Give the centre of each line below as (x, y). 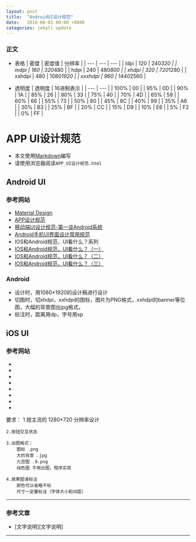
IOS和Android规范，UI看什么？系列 (57, 242)
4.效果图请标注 (22, 479)
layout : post (22, 11)
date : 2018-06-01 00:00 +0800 (45, 22)
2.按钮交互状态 (22, 432)
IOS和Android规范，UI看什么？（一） (59, 249)
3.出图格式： (20, 443)
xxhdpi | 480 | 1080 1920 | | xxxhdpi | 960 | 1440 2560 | (80, 76)
